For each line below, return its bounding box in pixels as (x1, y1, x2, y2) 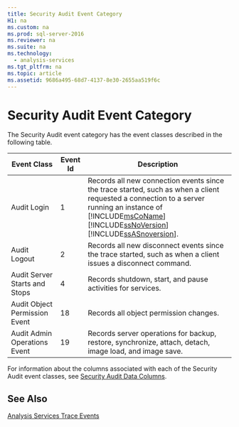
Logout (11, 254, 35, 264)
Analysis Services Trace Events (7, 411, 100, 420)
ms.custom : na (7, 23, 50, 31)
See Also (7, 392, 48, 405)
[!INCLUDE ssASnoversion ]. (87, 229, 179, 239)
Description (137, 159, 179, 169)
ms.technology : (7, 50, 53, 58)
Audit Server (11, 270, 53, 280)
